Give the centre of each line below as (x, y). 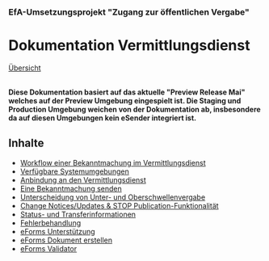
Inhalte (26, 143)
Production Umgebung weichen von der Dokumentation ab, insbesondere (134, 109)
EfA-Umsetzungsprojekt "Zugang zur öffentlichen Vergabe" (129, 12)
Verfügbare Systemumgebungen (74, 171)
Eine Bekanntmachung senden (71, 188)
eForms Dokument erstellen (66, 240)
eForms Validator (48, 248)
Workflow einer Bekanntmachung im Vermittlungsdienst (113, 162)
